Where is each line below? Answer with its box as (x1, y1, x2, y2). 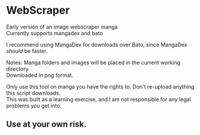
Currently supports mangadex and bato (6, 29, 103, 36)
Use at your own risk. (6, 120, 87, 130)
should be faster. (6, 47, 48, 54)
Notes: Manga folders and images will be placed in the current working (6, 59, 181, 66)
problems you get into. (6, 102, 61, 109)
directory (6, 65, 29, 72)
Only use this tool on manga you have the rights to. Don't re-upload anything (6, 83, 195, 90)
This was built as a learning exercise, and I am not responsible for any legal (6, 96, 191, 103)
